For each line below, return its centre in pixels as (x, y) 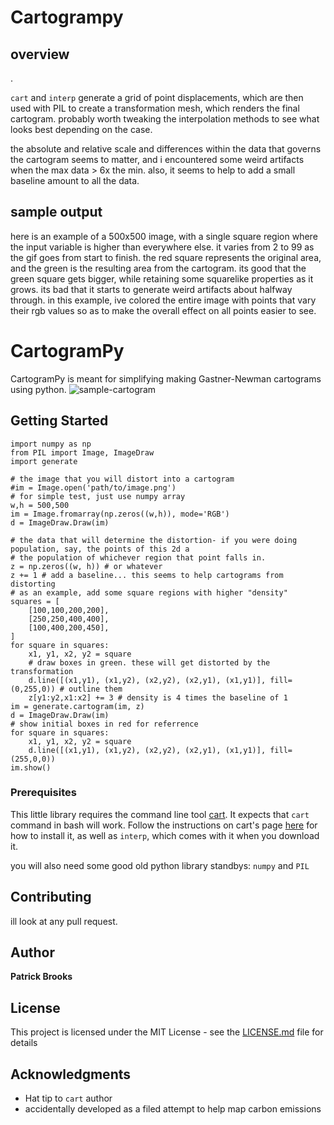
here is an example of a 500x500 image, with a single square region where (164, 236)
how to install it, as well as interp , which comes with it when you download (165, 835)
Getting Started (59, 421)
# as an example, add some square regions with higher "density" (149, 592)
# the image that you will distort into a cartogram (122, 479)
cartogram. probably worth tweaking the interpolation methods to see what (165, 119)
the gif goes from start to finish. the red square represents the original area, (166, 257)
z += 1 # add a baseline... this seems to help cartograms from (147, 575)
